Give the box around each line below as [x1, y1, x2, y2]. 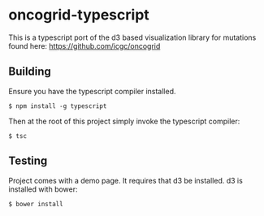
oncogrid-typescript [8, 6, 150, 24]
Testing [8, 154, 48, 168]
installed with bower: [8, 184, 79, 194]
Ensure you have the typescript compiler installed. [8, 86, 176, 96]
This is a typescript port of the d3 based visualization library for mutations [8, 32, 257, 42]
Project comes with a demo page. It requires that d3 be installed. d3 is [8, 175, 244, 185]
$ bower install [8, 200, 63, 208]
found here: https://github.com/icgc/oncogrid [8, 41, 161, 50]
